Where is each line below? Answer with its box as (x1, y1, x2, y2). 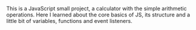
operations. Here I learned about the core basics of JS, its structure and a (6, 11, 191, 18)
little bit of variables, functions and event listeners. (6, 18, 132, 24)
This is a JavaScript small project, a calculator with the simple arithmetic (6, 5, 187, 12)
